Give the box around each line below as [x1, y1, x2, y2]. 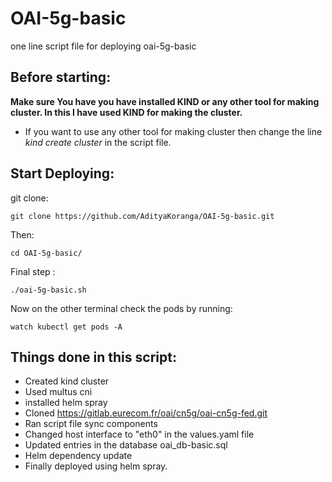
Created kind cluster [24, 375, 110, 387]
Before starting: [10, 69, 112, 86]
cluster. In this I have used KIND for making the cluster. [10, 106, 243, 118]
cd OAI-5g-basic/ [10, 248, 83, 258]
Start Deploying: [10, 165, 115, 182]
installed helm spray [24, 397, 108, 409]
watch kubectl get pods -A [10, 322, 123, 332]
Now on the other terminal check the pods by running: [10, 302, 233, 314]
